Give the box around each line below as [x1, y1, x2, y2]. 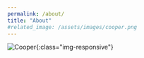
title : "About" [7, 17, 52, 24]
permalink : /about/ [7, 10, 65, 18]
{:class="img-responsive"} [36, 43, 114, 52]
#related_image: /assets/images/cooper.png [7, 23, 138, 30]
